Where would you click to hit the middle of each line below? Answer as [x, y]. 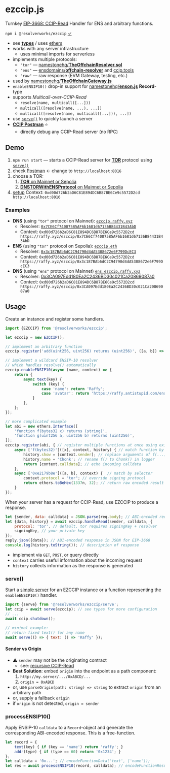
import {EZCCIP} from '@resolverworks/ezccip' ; [56, 328]
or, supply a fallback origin [41, 698]
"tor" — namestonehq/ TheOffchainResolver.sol [71, 65]
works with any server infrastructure [50, 48]
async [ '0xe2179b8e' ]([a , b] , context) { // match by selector [83, 473]
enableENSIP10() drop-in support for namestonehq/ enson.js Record [83, 86]
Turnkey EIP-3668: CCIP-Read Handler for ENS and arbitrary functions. [79, 23]
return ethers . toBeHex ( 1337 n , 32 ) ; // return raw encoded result [94, 483]
